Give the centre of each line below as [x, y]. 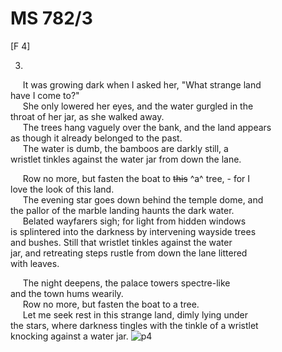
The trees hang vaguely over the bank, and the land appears [147, 127]
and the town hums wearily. [67, 293]
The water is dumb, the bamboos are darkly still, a [125, 148]
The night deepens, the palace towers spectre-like [126, 283]
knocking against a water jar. [69, 336]
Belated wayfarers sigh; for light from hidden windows [134, 221]
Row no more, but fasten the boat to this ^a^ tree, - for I [136, 178]
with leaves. [35, 263]
